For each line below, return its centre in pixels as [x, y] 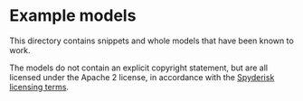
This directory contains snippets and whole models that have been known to [151, 41]
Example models [73, 16]
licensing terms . [39, 87]
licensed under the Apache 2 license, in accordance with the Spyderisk [142, 77]
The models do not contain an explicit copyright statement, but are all [139, 68]
